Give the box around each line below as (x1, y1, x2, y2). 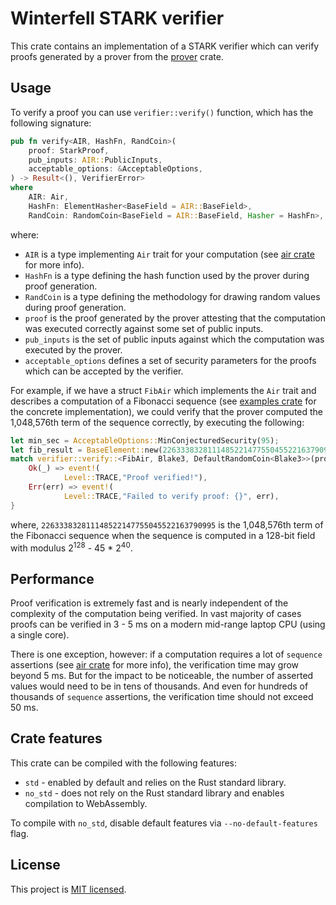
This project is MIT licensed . (10, 883, 127, 895)
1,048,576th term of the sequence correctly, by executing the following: (10, 416, 305, 428)
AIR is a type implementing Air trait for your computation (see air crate (24, 248, 315, 260)
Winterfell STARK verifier (10, 7, 225, 30)
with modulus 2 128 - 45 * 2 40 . (10, 540, 133, 554)
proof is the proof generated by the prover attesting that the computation (24, 312, 326, 324)
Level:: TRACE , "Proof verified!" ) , (63, 473, 208, 483)
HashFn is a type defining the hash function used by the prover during (24, 269, 310, 281)
